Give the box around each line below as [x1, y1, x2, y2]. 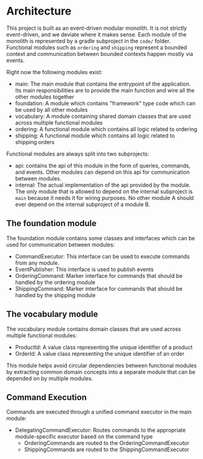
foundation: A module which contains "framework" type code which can [15, 99, 196, 107]
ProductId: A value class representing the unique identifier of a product [15, 343, 193, 351]
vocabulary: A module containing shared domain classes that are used [15, 112, 191, 120]
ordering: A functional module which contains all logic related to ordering [15, 125, 198, 133]
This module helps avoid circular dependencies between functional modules [6, 362, 197, 369]
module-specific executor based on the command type [15, 433, 153, 440]
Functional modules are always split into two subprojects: [6, 150, 150, 157]
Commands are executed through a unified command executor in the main [6, 409, 192, 416]
